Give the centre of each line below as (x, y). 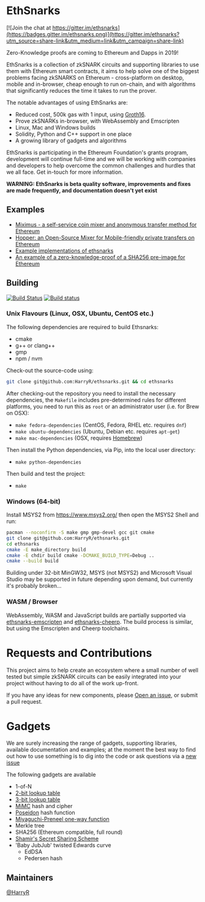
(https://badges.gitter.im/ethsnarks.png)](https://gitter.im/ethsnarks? (93, 34)
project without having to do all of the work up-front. (73, 683)
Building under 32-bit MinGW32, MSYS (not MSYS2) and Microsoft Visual (99, 573)
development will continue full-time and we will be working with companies (101, 159)
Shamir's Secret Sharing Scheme (57, 839)
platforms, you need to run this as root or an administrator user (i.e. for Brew (103, 406)
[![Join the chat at (29, 28)
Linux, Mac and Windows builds (55, 127)
